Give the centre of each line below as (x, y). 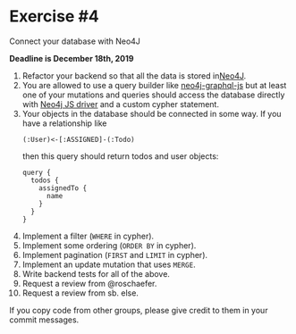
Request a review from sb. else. (80, 293)
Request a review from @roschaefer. (89, 283)
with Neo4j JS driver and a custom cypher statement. (120, 104)
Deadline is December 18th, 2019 (72, 58)
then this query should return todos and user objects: (120, 156)
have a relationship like (64, 123)
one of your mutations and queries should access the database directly (153, 95)
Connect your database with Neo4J (75, 41)
